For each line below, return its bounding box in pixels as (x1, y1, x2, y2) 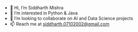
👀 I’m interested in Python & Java (9, 10, 78, 16)
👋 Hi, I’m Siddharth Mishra (9, 5, 64, 10)
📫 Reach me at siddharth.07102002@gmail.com (9, 21, 110, 27)
